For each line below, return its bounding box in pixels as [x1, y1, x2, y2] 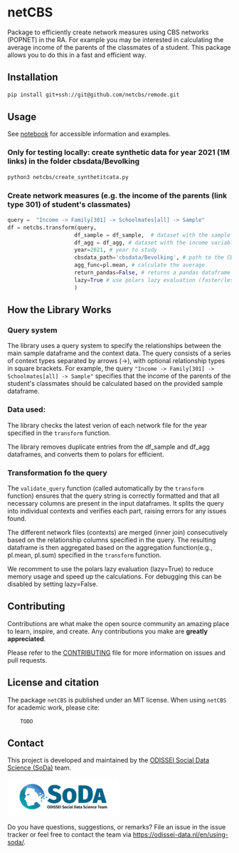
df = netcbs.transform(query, [7, 224, 97, 231]
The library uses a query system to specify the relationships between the [7, 342, 222, 350]
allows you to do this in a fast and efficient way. [7, 51, 147, 59]
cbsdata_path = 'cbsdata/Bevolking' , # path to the [74, 254, 224, 261]
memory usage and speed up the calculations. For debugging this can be [7, 572, 222, 581]
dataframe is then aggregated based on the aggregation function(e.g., [7, 543, 213, 551]
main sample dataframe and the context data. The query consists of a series [7, 349, 231, 357]
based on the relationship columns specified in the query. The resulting [7, 536, 216, 544]
